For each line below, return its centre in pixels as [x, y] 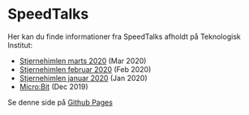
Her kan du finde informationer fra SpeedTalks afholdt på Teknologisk [124, 36]
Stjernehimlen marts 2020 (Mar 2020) [83, 61]
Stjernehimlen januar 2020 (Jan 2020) [83, 78]
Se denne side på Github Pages [60, 102]
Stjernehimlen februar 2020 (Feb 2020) [85, 69]
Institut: [20, 45]
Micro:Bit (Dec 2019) [54, 87]
